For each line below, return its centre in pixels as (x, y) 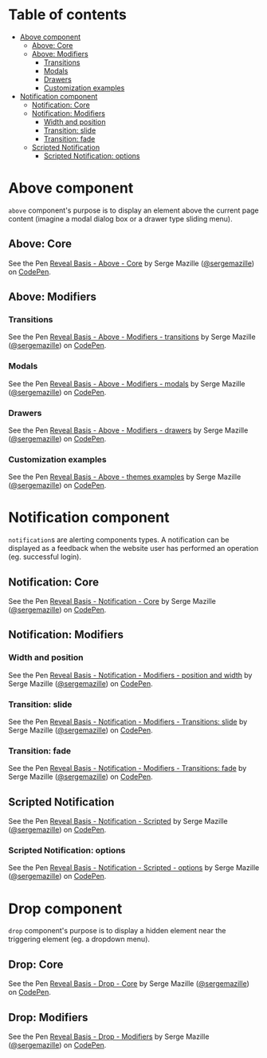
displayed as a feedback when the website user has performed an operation (133, 549)
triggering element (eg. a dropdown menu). (79, 939)
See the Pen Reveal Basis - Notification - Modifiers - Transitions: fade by (128, 769)
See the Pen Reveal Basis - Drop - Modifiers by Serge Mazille (109, 1036)
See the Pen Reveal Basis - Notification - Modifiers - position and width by (130, 675)
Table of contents (68, 15)
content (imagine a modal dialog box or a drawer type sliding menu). (120, 218)
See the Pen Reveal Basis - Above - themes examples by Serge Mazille (125, 477)
